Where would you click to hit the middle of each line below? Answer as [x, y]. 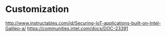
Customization [37, 9]
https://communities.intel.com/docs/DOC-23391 [78, 28]
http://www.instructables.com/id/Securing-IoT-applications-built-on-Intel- [83, 23]
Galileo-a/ [16, 28]
